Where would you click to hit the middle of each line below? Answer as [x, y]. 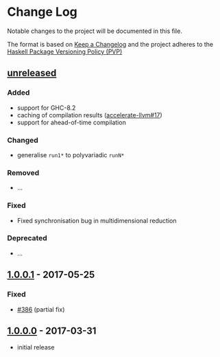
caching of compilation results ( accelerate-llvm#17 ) [89, 115]
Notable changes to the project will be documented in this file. [95, 31]
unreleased [32, 73]
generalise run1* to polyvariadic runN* [71, 154]
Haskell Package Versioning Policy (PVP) [65, 51]
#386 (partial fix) [41, 309]
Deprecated [27, 238]
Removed [23, 172]
